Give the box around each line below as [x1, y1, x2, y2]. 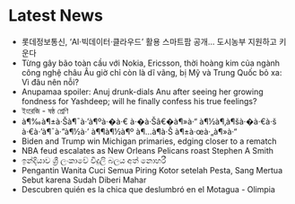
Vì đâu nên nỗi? [21, 76, 80, 87]
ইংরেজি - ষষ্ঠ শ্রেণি [21, 105, 69, 116]
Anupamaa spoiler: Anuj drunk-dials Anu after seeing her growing [21, 86, 264, 97]
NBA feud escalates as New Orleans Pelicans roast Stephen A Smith [21, 145, 274, 155]
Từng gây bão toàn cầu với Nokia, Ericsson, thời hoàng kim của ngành [21, 58, 280, 68]
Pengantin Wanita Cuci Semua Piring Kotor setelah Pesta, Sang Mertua [21, 164, 283, 175]
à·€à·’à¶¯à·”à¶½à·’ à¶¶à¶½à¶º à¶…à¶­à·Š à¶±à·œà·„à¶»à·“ [21, 126, 238, 137]
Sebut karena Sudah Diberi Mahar [21, 174, 147, 185]
